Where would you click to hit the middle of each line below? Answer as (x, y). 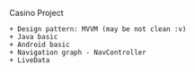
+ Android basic (40, 44)
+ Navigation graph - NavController (78, 52)
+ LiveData (30, 60)
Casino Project (36, 13)
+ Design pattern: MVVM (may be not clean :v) (98, 29)
